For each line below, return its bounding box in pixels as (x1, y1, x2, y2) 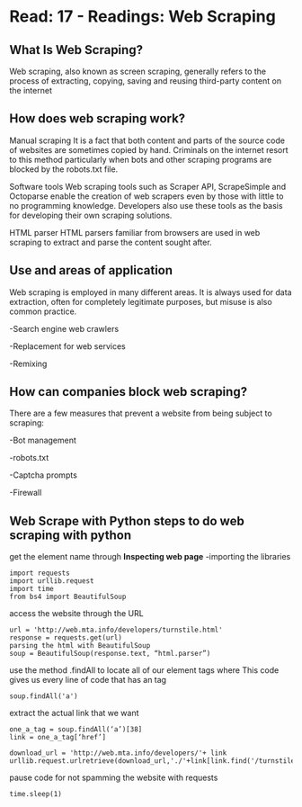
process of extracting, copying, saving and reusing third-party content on (9, 76, 281, 86)
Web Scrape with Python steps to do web (9, 513, 244, 528)
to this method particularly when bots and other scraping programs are (9, 154, 272, 165)
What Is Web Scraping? (9, 42, 144, 58)
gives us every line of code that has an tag (9, 675, 167, 686)
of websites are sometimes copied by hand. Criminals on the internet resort (9, 144, 289, 155)
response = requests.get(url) (9, 633, 123, 642)
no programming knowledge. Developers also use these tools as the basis (9, 200, 283, 211)
